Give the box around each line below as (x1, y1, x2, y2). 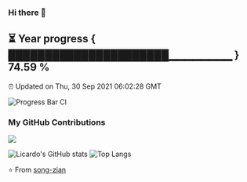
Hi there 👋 (8, 7, 47, 18)
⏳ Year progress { (8, 32, 96, 45)
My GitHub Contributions (8, 117, 106, 128)
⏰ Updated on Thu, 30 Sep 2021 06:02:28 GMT (8, 82, 162, 91)
